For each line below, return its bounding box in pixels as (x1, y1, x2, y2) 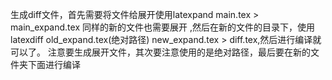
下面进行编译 (27, 59, 81, 70)
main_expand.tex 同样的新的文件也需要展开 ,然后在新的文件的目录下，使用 (10, 21, 315, 33)
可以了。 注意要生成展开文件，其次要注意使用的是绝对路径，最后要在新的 (10, 46, 311, 58)
